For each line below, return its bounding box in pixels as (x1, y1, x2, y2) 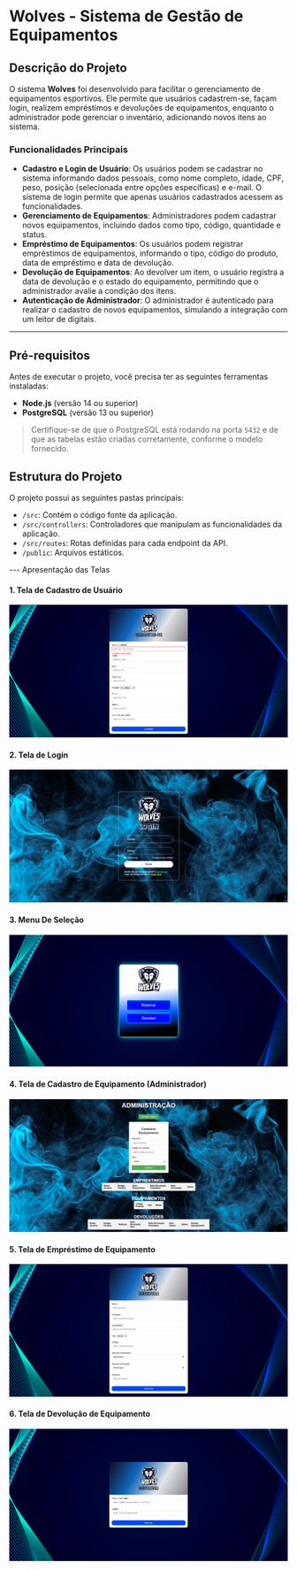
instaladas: (9, 381, 49, 391)
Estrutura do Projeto (9, 469, 123, 484)
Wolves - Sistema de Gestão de (9, 6, 244, 27)
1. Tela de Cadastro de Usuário (9, 584, 124, 595)
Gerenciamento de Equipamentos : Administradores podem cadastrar (21, 211, 277, 221)
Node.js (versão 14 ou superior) (21, 398, 139, 409)
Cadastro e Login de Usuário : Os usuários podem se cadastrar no (21, 164, 263, 174)
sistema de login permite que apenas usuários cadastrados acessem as (21, 192, 284, 203)
